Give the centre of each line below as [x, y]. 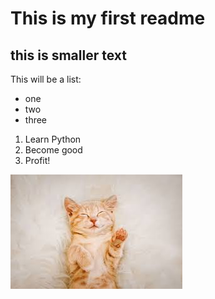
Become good [53, 150]
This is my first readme [108, 18]
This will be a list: [46, 79]
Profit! [37, 160]
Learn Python [53, 139]
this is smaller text [68, 55]
